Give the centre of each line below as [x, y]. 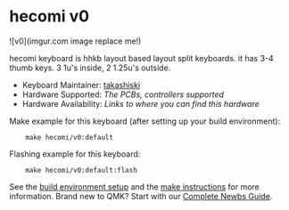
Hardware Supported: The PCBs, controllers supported [123, 94]
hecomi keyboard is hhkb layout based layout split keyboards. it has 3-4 [141, 58]
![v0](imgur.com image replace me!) [75, 41]
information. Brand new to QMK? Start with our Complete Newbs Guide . [141, 196]
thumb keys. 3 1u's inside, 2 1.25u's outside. [90, 68]
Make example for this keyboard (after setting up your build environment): [145, 121]
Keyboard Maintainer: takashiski [81, 85]
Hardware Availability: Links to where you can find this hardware [141, 103]
